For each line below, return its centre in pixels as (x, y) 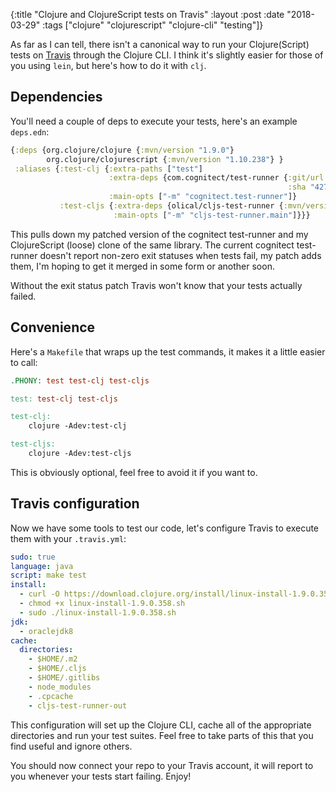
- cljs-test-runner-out (78, 705)
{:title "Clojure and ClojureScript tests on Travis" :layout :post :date (147, 14)
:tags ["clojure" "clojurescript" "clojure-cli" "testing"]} (153, 25)
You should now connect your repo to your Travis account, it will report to (162, 765)
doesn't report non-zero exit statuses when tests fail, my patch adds (180, 255)
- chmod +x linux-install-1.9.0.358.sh (102, 604)
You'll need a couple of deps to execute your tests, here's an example (154, 121)
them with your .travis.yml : (68, 538)
